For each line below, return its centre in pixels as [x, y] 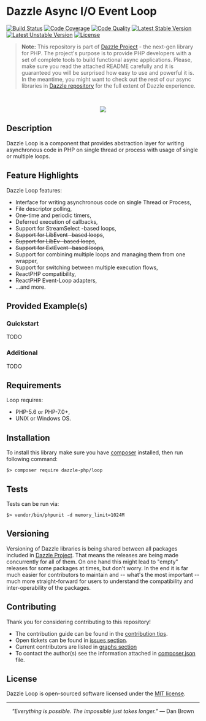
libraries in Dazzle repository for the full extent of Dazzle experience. [108, 86]
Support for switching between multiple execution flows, [86, 267]
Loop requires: [25, 400]
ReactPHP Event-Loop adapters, [56, 280]
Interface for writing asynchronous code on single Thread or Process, [103, 202]
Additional [22, 353]
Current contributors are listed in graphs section [76, 647]
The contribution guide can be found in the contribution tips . [91, 633]
